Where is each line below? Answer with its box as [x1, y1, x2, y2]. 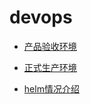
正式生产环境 [23, 61, 77, 73]
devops [9, 6, 73, 29]
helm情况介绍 [23, 82, 80, 95]
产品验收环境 [23, 40, 77, 52]
